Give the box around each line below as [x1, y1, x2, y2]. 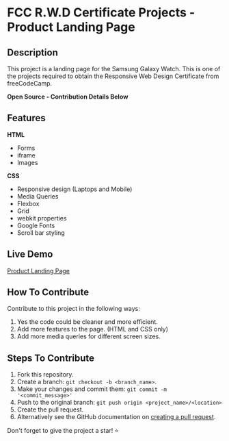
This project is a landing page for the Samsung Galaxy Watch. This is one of [7, 65, 221, 73]
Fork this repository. [16, 370, 74, 379]
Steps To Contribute [7, 352, 94, 364]
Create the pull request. [16, 405, 84, 414]
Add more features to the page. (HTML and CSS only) [16, 325, 169, 333]
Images [16, 158, 38, 166]
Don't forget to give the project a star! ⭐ [7, 427, 120, 435]
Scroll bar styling [16, 228, 65, 237]
